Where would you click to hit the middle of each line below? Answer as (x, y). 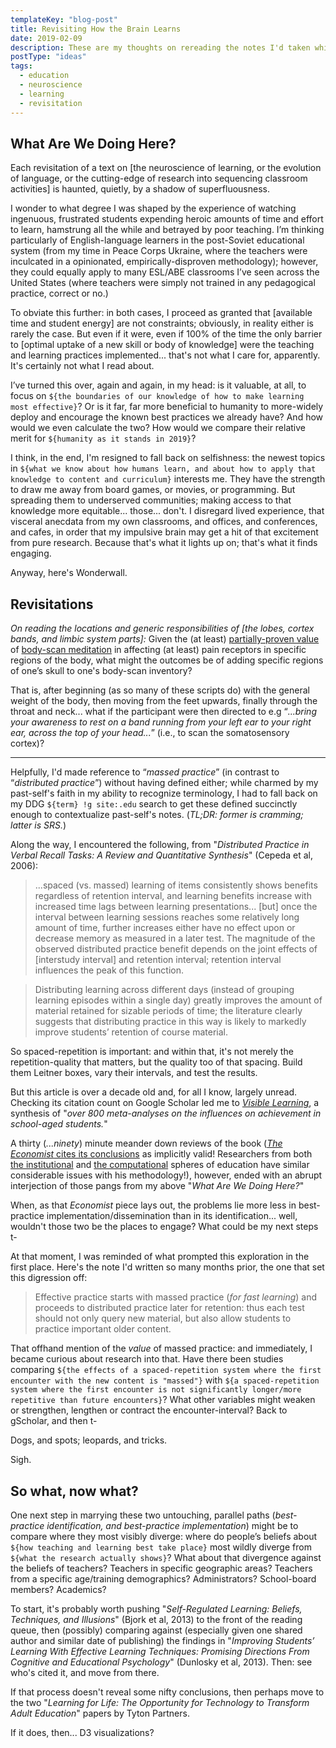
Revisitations (52, 604)
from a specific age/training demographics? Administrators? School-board (163, 1578)
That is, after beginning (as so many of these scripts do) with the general (160, 690)
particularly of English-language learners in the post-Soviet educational (157, 240)
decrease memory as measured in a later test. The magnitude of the (175, 938)
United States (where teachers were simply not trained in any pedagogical (163, 283)
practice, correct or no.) (59, 293)
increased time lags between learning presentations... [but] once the (176, 907)
